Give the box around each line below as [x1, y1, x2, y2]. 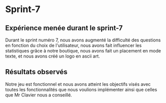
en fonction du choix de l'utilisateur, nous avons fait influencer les [5, 42, 142, 48]
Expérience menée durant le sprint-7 [5, 24, 123, 32]
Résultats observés [5, 68, 68, 76]
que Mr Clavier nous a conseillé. [5, 92, 72, 98]
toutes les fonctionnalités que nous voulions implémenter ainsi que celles [5, 86, 157, 92]
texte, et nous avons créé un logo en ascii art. [5, 53, 100, 59]
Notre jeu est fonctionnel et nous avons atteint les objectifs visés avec [5, 81, 151, 87]
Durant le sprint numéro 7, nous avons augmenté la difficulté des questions [5, 37, 161, 43]
